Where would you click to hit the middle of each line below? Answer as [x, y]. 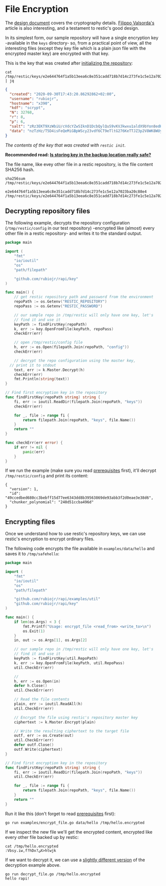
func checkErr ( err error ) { [34, 443]
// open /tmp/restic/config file [48, 343]
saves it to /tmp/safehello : [32, 554]
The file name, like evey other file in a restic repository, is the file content [79, 164]
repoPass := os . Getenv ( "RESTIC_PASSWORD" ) [58, 306]
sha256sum [15, 179]
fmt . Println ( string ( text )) [42, 379]
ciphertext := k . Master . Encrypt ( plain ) [55, 722]
